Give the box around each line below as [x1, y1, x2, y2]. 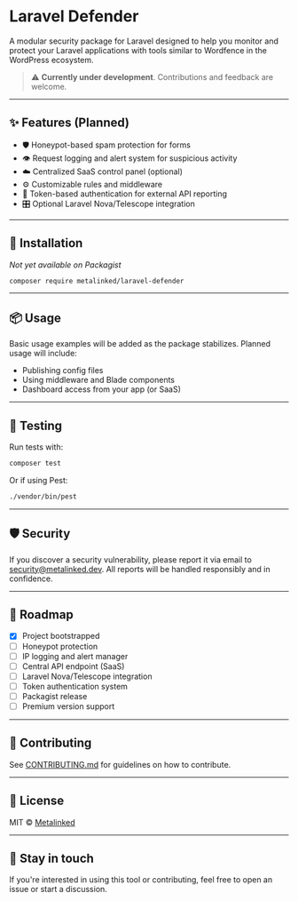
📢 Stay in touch [9, 850, 95, 865]
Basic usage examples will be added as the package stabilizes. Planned [9, 339, 271, 349]
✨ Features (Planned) [9, 116, 130, 131]
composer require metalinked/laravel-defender [9, 276, 184, 285]
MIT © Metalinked [9, 817, 75, 827]
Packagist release [21, 690, 88, 701]
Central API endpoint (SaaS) [21, 660, 125, 672]
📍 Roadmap [9, 607, 74, 623]
